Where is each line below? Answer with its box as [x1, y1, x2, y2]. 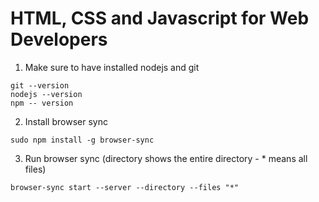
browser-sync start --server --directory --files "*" [10, 182, 240, 192]
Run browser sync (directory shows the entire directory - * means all [24, 152, 308, 164]
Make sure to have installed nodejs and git [24, 61, 200, 73]
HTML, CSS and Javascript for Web [10, 7, 310, 30]
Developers [10, 28, 108, 51]
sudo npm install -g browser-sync [10, 135, 155, 145]
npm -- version [10, 98, 74, 108]
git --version [10, 80, 70, 91]
